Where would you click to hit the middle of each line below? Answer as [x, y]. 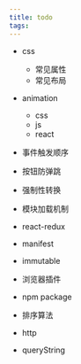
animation [40, 97]
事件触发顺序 [45, 152]
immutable [41, 260]
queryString [44, 350]
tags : [19, 26]
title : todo [31, 17]
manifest [38, 244]
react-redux [44, 226]
